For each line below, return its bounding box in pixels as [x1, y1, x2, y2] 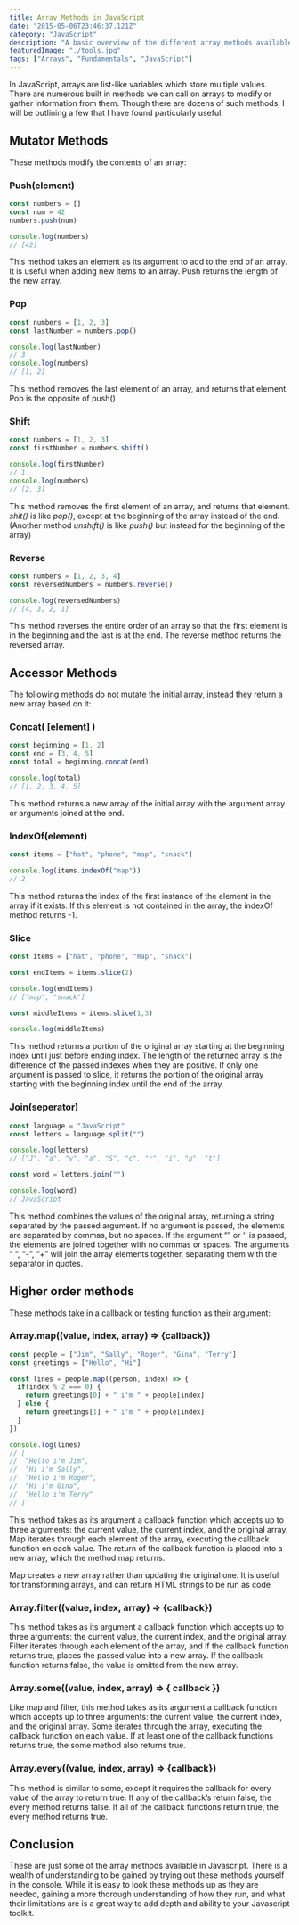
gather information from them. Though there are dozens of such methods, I [9, 98, 285, 108]
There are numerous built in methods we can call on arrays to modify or [9, 88, 272, 99]
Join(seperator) [9, 1101, 78, 1113]
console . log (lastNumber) [9, 343, 101, 351]
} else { [17, 1400, 50, 1409]
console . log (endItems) [9, 984, 93, 993]
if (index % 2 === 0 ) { [17, 1383, 101, 1392]
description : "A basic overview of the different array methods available [9, 37, 293, 47]
